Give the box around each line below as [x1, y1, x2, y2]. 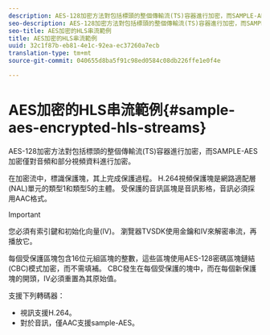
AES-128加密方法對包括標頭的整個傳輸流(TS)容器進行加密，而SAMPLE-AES [8, 146, 259, 155]
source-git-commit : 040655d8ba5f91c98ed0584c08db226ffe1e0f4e [8, 57, 221, 65]
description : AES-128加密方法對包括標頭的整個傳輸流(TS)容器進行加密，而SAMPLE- [8, 11, 258, 20]
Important [8, 209, 41, 219]
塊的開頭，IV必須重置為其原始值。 [8, 273, 121, 283]
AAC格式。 [14, 193, 52, 203]
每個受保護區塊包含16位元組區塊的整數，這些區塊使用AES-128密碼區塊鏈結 [8, 253, 256, 263]
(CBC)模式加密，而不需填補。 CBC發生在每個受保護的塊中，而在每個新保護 [8, 263, 257, 273]
